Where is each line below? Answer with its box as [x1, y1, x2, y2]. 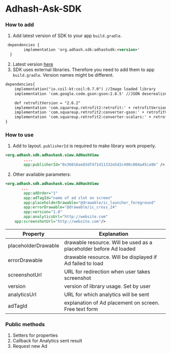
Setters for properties [12, 332, 58, 338]
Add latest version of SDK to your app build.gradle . [12, 33, 122, 39]
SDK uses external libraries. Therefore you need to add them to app [12, 67, 155, 73]
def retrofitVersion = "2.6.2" [14, 100, 81, 106]
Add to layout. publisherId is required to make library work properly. [12, 143, 156, 149]
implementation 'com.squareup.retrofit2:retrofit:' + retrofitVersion [14, 105, 167, 110]
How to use [5, 132, 34, 139]
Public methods [5, 320, 45, 328]
